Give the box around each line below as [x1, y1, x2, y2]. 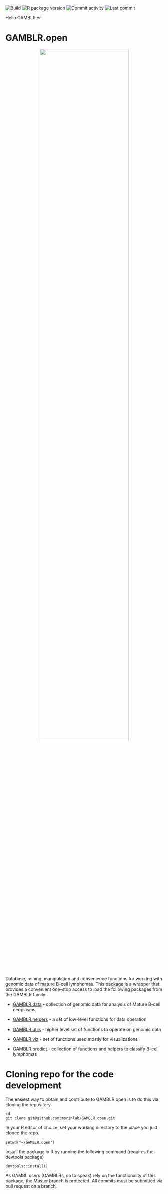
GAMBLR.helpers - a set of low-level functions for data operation [12, 1016, 147, 1022]
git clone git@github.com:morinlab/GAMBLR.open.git [5, 1115, 115, 1121]
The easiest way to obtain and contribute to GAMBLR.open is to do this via [5, 1096, 159, 1102]
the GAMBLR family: [5, 991, 47, 997]
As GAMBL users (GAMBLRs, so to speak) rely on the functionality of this [5, 1172, 156, 1178]
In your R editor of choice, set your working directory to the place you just [5, 1124, 158, 1130]
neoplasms [12, 1006, 36, 1012]
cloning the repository [5, 1101, 51, 1107]
